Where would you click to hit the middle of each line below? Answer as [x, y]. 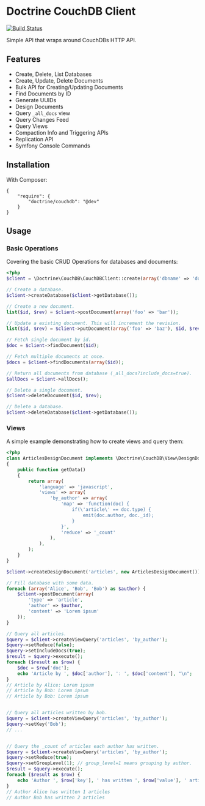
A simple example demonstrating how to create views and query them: [95, 441]
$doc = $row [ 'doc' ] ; [43, 668]
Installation [28, 165]
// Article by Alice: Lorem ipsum [50, 685]
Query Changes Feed [42, 119]
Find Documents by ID [43, 94]
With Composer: [27, 179]
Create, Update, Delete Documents [59, 80]
